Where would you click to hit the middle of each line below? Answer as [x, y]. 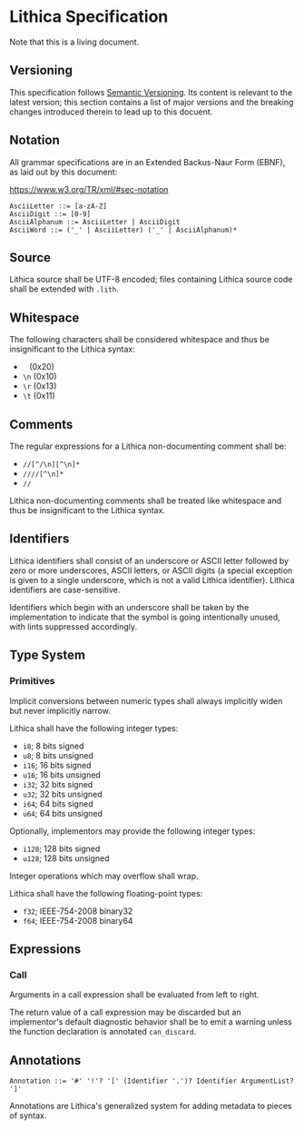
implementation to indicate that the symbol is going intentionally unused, [145, 617]
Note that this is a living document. [74, 42]
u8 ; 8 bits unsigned [58, 755]
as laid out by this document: [64, 172]
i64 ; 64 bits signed [58, 803]
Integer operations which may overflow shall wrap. [104, 876]
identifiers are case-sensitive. [65, 590]
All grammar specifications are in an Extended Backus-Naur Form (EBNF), [147, 162]
